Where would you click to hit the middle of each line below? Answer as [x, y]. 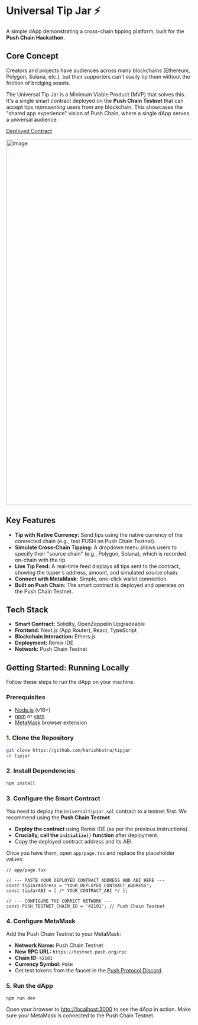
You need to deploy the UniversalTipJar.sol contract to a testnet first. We [97, 811]
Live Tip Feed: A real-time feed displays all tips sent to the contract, [97, 566]
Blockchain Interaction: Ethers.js [55, 637]
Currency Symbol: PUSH [43, 964]
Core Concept [33, 56]
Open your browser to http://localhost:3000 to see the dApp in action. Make [98, 1009]
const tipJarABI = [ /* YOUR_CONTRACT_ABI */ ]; [67, 891]
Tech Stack [27, 610]
